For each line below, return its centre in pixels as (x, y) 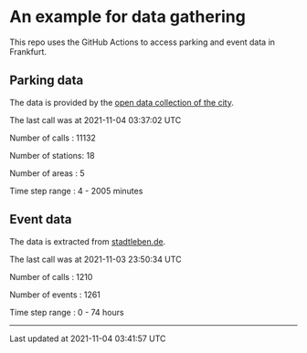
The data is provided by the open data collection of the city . (122, 102)
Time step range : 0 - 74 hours (67, 312)
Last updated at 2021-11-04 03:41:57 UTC (88, 338)
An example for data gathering (128, 17)
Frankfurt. (28, 51)
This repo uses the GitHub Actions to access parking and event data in (143, 42)
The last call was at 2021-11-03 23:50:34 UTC (95, 259)
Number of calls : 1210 (51, 276)
